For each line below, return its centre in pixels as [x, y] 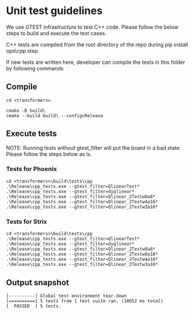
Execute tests [32, 134]
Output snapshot [37, 282]
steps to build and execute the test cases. [56, 33]
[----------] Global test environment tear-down [66, 296]
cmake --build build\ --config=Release [55, 115]
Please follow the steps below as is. [49, 154]
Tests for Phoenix [32, 169]
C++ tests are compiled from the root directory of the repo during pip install [97, 45]
